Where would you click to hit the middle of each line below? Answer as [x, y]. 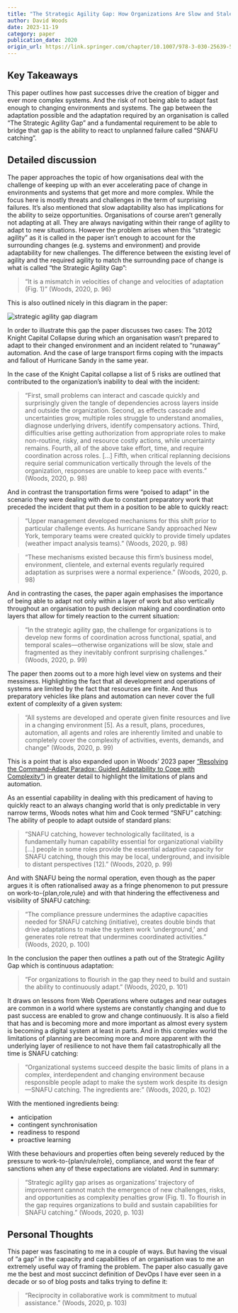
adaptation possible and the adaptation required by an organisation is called [118, 115]
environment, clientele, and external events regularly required [114, 564]
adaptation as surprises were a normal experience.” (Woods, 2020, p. [126, 572]
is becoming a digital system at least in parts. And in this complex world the [118, 1030]
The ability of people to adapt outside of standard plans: [89, 820]
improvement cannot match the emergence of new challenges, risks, [125, 1190]
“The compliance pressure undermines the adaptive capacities [116, 914]
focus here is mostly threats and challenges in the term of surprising [107, 200]
